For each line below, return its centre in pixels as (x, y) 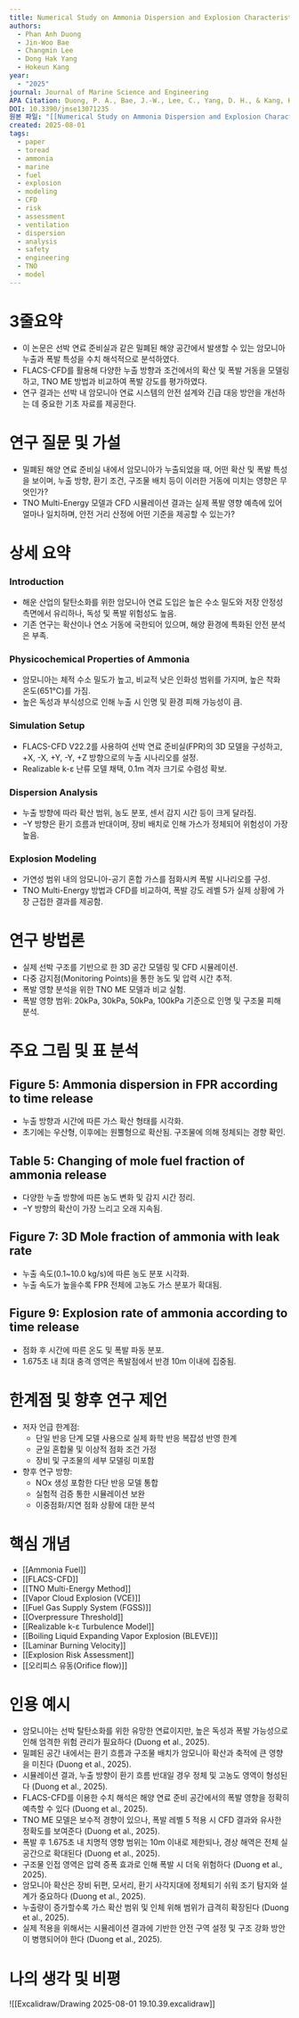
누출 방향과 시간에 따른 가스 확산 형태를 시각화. (103, 1121)
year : (19, 76)
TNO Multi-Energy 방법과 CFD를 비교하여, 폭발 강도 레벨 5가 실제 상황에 (149, 890)
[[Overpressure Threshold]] (73, 1617)
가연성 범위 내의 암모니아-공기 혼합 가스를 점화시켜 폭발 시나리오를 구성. (146, 879)
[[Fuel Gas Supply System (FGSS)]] (87, 1607)
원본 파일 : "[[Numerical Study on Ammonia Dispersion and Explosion (135, 117)
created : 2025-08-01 (48, 126)
